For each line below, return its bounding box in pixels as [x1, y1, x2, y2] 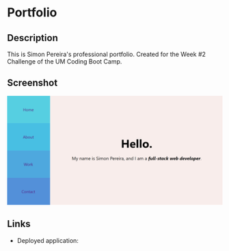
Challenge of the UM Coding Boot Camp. [7, 57, 122, 66]
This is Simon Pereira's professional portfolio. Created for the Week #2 [7, 50, 206, 58]
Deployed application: [16, 236, 79, 244]
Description [7, 32, 58, 44]
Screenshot [7, 77, 58, 89]
